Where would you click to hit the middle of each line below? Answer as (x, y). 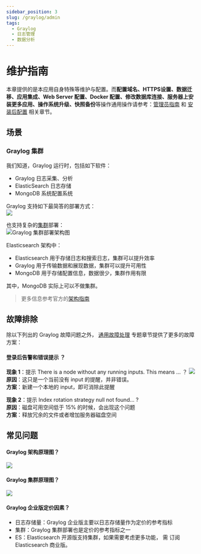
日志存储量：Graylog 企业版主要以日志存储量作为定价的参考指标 (94, 522)
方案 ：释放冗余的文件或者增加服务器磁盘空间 (61, 414)
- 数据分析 (23, 40)
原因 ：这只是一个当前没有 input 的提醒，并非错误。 (69, 379)
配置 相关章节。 (36, 111)
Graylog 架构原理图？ (33, 452)
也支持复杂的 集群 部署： (35, 225)
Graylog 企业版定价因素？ (38, 508)
